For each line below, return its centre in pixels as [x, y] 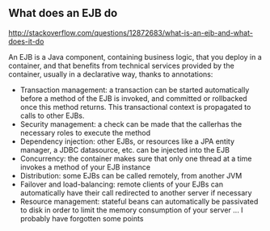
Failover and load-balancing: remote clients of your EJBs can [122, 184]
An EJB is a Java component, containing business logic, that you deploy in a [135, 57]
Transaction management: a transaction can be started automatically [135, 90]
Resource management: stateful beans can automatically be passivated [139, 201]
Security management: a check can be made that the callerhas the [131, 124]
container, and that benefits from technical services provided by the [121, 65]
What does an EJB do [63, 13]
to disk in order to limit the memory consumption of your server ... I [132, 210]
